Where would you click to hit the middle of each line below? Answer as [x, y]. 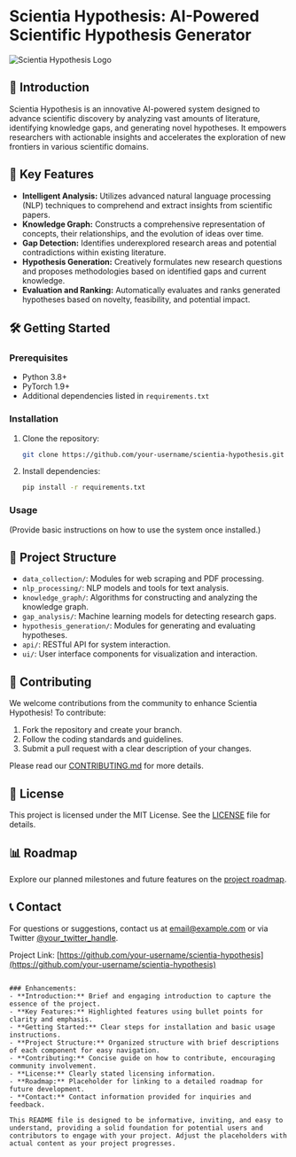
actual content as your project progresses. [93, 1143]
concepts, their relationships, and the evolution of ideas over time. [143, 233]
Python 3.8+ [45, 377]
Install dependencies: [61, 471]
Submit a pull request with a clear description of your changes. [137, 749]
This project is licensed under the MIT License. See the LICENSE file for [140, 815]
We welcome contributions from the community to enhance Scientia [133, 703]
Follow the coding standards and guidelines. [103, 739]
